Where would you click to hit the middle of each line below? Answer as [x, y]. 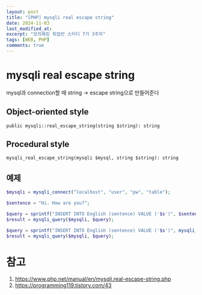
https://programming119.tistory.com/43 [63, 285]
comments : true [25, 46]
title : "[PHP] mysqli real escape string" [60, 17]
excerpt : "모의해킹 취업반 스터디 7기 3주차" [56, 34]
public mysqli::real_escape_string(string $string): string [83, 126]
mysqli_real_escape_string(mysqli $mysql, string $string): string [93, 158]
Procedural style [38, 144]
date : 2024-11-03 [28, 23]
